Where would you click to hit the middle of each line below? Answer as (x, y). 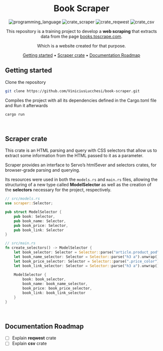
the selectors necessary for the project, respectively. (58, 190)
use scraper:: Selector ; (29, 203)
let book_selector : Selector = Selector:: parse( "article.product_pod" (87, 253)
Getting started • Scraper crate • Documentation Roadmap (81, 55)
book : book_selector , (44, 279)
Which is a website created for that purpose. (81, 46)
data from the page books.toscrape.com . (81, 36)
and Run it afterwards (26, 105)
